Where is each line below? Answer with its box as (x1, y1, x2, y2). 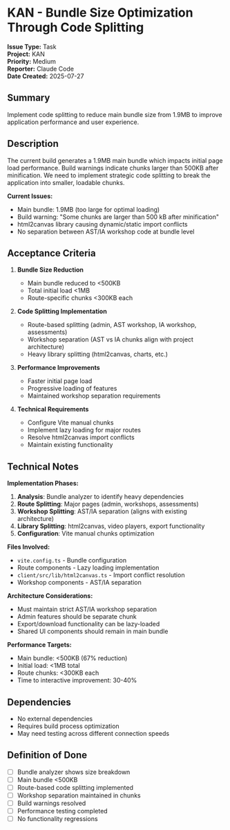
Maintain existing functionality (27, 441, 113, 449)
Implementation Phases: (7, 479, 79, 488)
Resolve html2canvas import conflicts (27, 433, 135, 441)
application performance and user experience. (7, 118, 140, 126)
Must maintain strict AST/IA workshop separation (17, 605, 157, 614)
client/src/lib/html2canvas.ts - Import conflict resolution (17, 571, 185, 579)
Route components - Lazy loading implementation (17, 563, 160, 572)
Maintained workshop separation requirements (27, 391, 161, 400)
